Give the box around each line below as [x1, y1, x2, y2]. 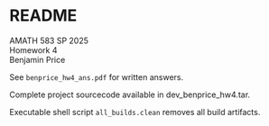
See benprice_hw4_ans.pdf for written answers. [9, 71, 183, 82]
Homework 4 [9, 44, 58, 55]
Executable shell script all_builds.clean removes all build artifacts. [9, 106, 261, 117]
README [9, 5, 78, 26]
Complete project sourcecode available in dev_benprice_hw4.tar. [9, 89, 251, 100]
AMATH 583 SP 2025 [9, 35, 88, 46]
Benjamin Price [9, 54, 66, 65]
